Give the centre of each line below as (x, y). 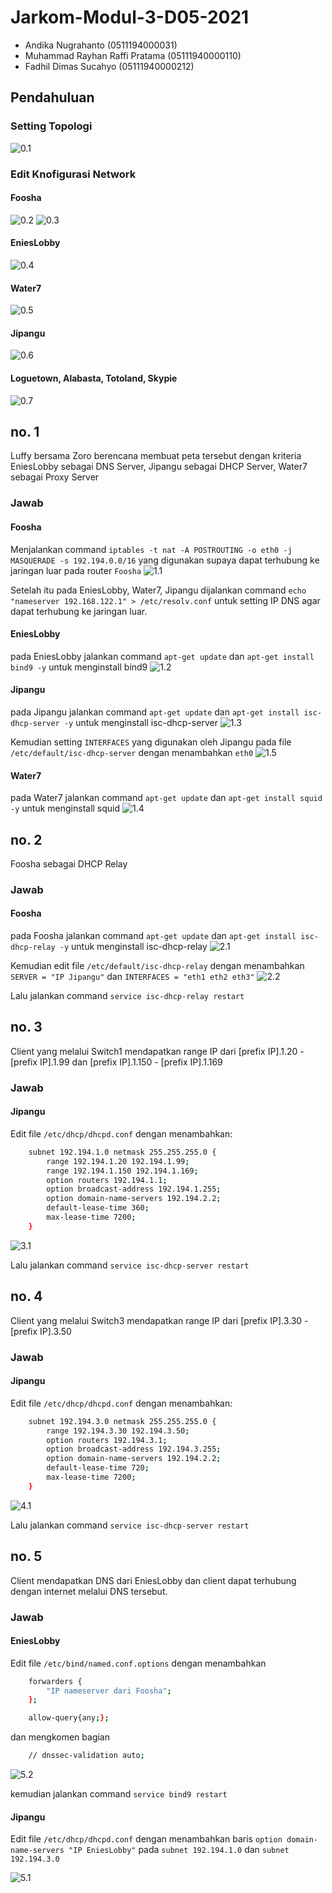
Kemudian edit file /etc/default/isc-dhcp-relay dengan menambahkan (157, 966)
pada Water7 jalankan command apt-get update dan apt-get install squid (166, 798)
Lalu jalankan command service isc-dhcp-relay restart (127, 996)
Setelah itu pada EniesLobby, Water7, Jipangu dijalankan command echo (158, 590)
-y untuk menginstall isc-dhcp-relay (133, 947)
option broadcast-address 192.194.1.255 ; (134, 1189)
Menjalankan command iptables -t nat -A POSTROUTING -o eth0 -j (151, 549)
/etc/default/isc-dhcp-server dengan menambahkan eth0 (132, 752)
